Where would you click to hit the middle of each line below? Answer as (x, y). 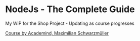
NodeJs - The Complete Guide (70, 9)
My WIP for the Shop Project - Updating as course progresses (70, 23)
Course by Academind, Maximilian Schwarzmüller (57, 33)
